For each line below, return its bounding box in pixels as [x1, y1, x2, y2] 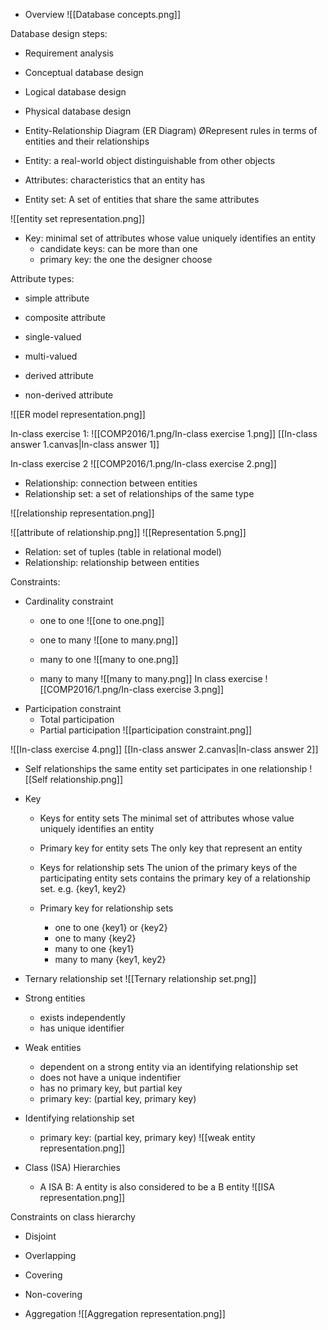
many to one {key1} [54, 943, 135, 954]
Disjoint [24, 1230, 57, 1242]
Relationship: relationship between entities [24, 557, 200, 568]
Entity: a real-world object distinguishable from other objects [24, 155, 276, 166]
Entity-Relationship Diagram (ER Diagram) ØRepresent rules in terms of [24, 125, 318, 136]
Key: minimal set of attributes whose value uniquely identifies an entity [24, 232, 317, 244]
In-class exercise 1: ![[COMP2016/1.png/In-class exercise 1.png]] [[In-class [10, 428, 318, 439]
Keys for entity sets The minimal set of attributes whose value [39, 812, 295, 824]
